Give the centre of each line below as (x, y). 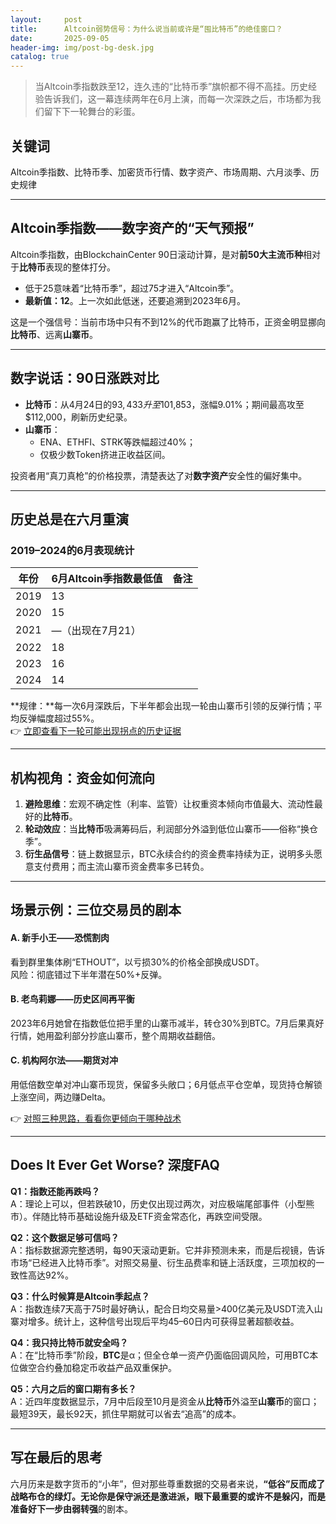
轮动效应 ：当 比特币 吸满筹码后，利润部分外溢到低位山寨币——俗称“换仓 (171, 829)
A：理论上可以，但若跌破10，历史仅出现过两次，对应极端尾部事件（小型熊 (162, 1203)
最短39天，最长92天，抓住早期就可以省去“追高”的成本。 (126, 1413)
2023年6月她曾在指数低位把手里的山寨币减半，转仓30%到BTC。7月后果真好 (167, 1023)
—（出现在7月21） (96, 631)
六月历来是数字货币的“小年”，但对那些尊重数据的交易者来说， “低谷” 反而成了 (168, 1483)
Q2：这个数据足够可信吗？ (65, 1237)
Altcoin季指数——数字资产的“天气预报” (132, 228)
